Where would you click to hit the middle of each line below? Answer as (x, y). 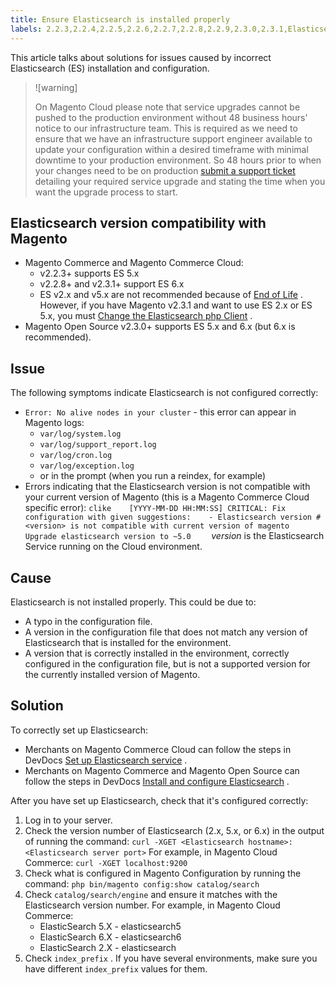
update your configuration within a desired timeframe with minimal (171, 149)
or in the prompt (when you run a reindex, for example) (153, 476)
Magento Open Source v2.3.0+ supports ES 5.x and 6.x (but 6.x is (160, 327)
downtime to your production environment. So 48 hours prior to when (178, 160)
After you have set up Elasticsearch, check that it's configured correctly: (159, 800)
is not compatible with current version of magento (179, 526)
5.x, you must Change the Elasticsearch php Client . (146, 316)
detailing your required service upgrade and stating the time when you (180, 181)
